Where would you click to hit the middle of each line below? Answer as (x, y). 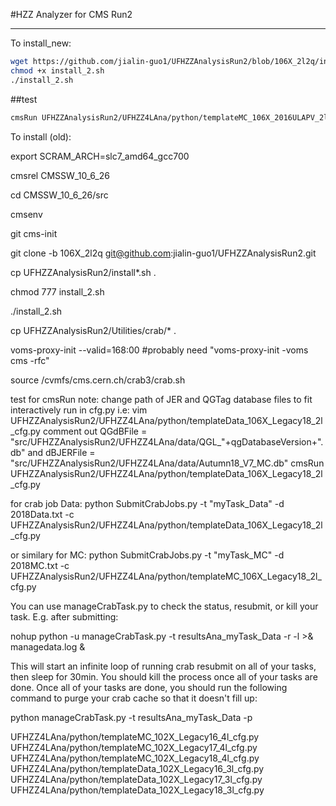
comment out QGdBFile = (95, 431)
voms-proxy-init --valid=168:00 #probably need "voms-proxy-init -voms (159, 350)
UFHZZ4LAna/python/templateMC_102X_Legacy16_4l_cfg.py (135, 736)
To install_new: (41, 43)
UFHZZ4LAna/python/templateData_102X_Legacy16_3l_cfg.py (137, 768)
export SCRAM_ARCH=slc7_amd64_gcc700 (100, 156)
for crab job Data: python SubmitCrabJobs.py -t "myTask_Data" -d (147, 503)
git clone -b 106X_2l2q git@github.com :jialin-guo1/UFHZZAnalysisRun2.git (163, 253)
